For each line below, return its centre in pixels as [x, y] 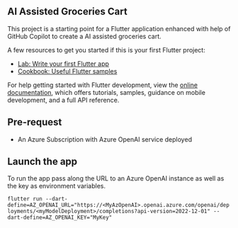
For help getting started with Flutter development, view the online [103, 85]
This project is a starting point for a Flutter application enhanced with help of [119, 28]
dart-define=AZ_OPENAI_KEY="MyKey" [60, 218]
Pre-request [35, 122]
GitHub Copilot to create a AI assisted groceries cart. [84, 36]
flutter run [25, 199]
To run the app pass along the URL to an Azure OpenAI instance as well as [116, 178]
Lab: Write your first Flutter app [63, 64]
